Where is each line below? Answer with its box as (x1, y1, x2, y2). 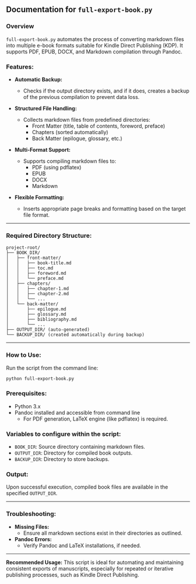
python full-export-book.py (6, 375, 75, 381)
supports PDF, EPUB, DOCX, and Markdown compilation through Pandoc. (6, 48, 183, 55)
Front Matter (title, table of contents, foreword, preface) (32, 122, 165, 129)
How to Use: (6, 351, 41, 359)
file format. (23, 211, 50, 218)
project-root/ (6, 245, 41, 251)
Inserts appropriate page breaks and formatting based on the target (23, 205, 186, 212)
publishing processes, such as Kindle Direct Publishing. (6, 571, 139, 578)
